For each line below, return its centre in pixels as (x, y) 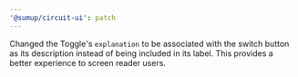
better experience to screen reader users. (88, 63)
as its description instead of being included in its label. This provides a (141, 53)
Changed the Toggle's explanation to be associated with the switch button (149, 43)
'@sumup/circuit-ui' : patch (63, 18)
